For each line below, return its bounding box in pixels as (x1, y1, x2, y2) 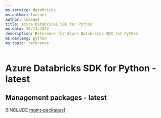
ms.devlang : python (5, 36, 47, 41)
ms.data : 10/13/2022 (5, 26, 50, 32)
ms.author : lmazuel (5, 12, 47, 17)
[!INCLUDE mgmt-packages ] (5, 107, 65, 113)
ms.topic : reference (5, 41, 50, 46)
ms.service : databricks (5, 7, 56, 13)
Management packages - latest (5, 94, 107, 102)
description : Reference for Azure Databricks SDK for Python (5, 31, 139, 36)
